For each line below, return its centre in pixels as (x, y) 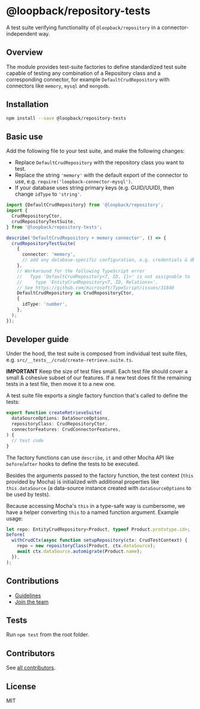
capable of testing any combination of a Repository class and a (83, 73)
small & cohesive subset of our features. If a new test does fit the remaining (99, 378)
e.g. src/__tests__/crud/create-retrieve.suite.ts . (70, 360)
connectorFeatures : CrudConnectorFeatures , (66, 429)
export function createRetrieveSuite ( (54, 413)
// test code (28, 440)
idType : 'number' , (45, 305)
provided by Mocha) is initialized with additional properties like (83, 481)
